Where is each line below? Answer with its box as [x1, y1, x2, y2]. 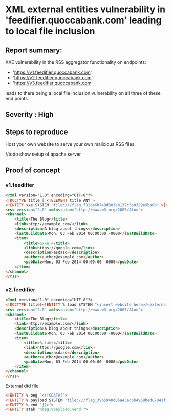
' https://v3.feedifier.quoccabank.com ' [12, 80, 93, 86]
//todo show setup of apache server [5, 151, 81, 157]
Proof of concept [5, 166, 60, 174]
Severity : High [5, 110, 54, 119]
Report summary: [5, 46, 62, 54]
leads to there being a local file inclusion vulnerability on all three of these [5, 90, 161, 96]
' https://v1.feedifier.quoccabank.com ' [12, 69, 92, 75]
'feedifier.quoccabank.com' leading [5, 14, 162, 26]
